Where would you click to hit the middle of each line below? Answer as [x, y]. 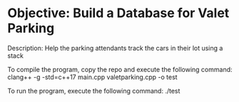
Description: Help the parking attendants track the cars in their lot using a [115, 48]
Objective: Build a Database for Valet [118, 13]
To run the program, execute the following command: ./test [94, 91]
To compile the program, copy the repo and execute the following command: [120, 69]
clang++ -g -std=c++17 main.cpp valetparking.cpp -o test [92, 77]
